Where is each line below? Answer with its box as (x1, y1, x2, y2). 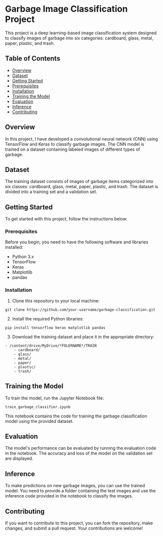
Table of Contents (5, 55, 61, 63)
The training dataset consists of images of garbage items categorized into (5, 179, 154, 184)
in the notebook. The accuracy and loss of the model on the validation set (5, 450, 153, 457)
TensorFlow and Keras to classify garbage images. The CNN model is (5, 141, 145, 147)
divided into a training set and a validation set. (5, 189, 97, 195)
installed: (5, 244, 23, 250)
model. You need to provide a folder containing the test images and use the (5, 488, 156, 494)
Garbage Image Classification (5, 3, 128, 15)
